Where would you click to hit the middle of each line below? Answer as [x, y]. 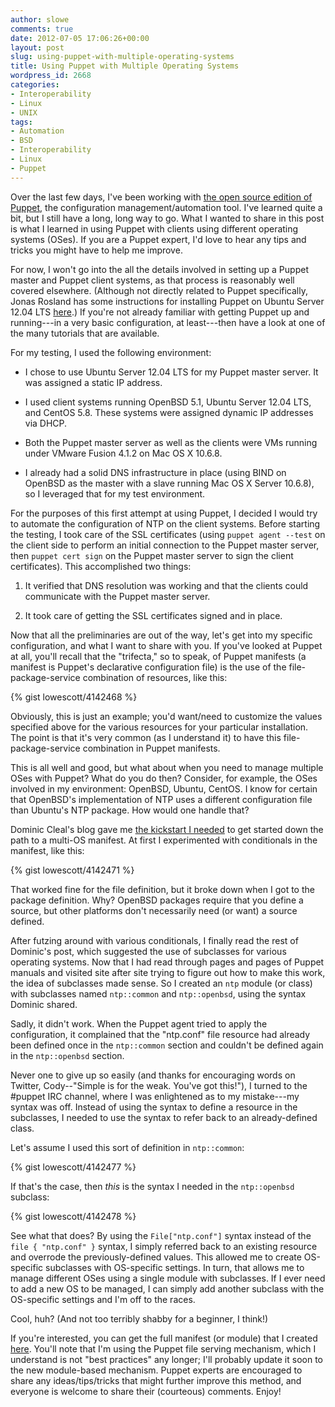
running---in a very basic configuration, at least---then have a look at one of [168, 322]
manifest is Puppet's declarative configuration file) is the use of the [148, 667]
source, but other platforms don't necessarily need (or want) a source [154, 910]
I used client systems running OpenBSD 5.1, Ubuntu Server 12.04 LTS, [168, 402]
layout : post [37, 47]
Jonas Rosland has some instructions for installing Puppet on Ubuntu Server [167, 301]
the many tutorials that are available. [85, 333]
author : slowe [40, 19]
